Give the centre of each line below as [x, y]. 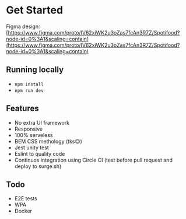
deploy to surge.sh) [38, 166]
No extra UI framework [42, 122]
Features [22, 109]
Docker [23, 211]
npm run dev [29, 90]
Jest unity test [32, 148]
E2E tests [26, 199]
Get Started [34, 10]
